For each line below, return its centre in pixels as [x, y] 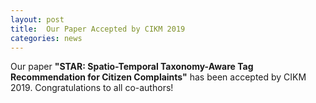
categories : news [46, 38]
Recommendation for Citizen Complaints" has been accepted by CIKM [158, 77]
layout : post [37, 19]
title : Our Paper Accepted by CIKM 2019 [98, 29]
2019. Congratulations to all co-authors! [92, 88]
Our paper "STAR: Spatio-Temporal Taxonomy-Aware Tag [132, 67]
